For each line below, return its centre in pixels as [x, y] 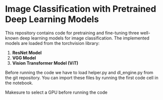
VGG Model [24, 58]
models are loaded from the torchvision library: [52, 43]
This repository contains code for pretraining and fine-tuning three [72, 33]
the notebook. [19, 83]
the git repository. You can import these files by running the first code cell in [82, 78]
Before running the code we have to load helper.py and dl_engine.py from [79, 72]
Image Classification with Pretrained [81, 9]
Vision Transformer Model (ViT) [45, 63]
